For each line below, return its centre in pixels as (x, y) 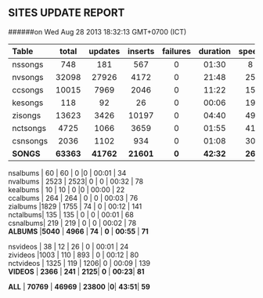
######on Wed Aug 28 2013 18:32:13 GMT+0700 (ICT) (97, 31)
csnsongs (30, 140)
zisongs (27, 115)
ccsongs (28, 89)
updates (104, 51)
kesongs (28, 103)
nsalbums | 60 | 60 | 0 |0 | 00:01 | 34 (67, 173)
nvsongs (28, 77)
